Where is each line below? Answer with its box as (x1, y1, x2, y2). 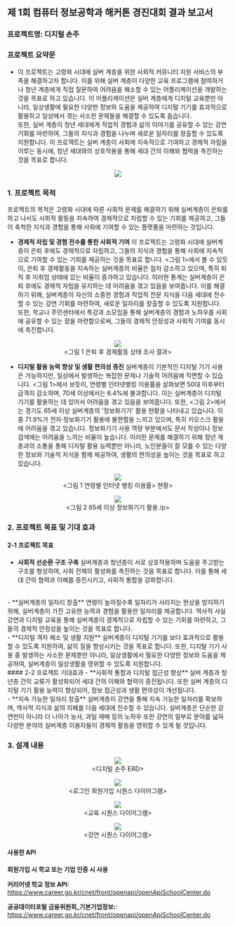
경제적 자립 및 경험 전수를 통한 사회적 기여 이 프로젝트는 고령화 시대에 (17, 238, 205, 246)
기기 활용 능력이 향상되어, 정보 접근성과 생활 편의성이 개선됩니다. (20, 686, 196, 695)
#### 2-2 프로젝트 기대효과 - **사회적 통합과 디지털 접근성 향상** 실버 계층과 (7, 669, 220, 677)
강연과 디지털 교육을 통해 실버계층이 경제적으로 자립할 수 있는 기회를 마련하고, (7, 616, 219, 624)
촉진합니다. (25, 326, 56, 334)
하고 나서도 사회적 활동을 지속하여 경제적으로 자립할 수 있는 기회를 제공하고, (7, 214, 213, 222)
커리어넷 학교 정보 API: (7, 880, 70, 888)
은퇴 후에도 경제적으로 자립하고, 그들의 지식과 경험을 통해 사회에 (30, 246, 205, 255)
